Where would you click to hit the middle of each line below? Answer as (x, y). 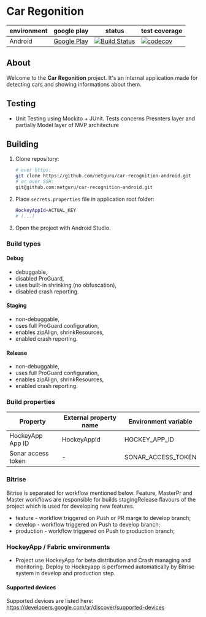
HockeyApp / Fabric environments (58, 546)
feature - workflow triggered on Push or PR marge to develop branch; (103, 518)
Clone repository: (37, 159)
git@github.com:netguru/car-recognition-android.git (84, 187)
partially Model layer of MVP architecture (67, 125)
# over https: (33, 170)
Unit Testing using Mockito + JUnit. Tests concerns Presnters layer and (105, 118)
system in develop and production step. (65, 573)
